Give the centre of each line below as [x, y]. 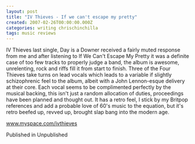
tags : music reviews [31, 33]
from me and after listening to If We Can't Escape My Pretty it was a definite [97, 56]
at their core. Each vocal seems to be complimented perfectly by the [89, 87]
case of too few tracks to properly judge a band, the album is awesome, [93, 63]
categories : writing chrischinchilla [52, 28]
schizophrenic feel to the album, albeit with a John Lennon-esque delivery [96, 81]
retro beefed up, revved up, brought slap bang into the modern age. [88, 112]
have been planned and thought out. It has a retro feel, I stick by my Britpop [97, 100]
